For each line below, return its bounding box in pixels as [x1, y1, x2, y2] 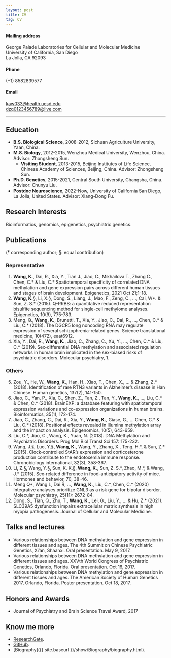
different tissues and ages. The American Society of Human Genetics [13, 574, 158, 580]
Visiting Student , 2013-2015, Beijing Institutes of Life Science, [20, 161, 151, 167]
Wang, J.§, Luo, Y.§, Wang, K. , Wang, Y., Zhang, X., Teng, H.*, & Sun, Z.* [13, 444, 165, 450]
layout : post [6, 7, 33, 13]
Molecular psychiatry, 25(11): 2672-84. [13, 492, 94, 498]
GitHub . [13, 641, 29, 648]
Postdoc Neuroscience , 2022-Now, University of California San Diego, [13, 187, 162, 194]
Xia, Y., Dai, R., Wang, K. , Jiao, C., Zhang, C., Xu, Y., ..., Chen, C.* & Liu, [13, 338, 163, 344]
